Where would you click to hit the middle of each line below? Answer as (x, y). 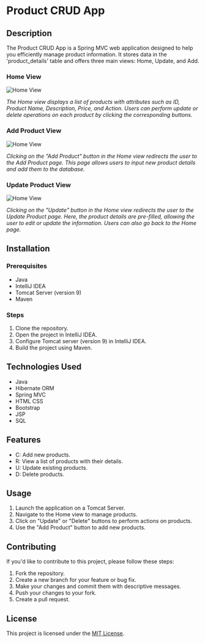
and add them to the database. (46, 169)
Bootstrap (28, 407)
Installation (28, 249)
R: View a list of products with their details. (69, 461)
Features (24, 440)
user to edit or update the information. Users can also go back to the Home (102, 223)
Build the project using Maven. (54, 348)
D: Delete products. (39, 474)
